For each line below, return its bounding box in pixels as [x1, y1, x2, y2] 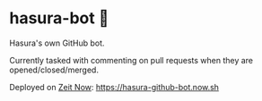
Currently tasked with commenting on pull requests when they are [9, 55, 254, 65]
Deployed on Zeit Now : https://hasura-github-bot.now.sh [9, 81, 220, 92]
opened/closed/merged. [9, 64, 99, 75]
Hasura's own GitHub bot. [9, 38, 105, 48]
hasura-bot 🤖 [9, 8, 109, 29]
